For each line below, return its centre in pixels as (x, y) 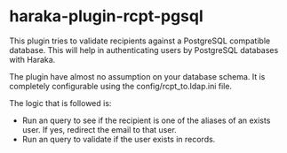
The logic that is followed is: (60, 103)
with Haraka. (32, 59)
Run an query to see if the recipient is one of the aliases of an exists (146, 120)
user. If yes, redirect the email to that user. (100, 129)
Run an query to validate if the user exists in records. (119, 139)
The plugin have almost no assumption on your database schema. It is (137, 76)
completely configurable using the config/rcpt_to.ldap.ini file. (121, 86)
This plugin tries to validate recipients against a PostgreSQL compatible (140, 41)
